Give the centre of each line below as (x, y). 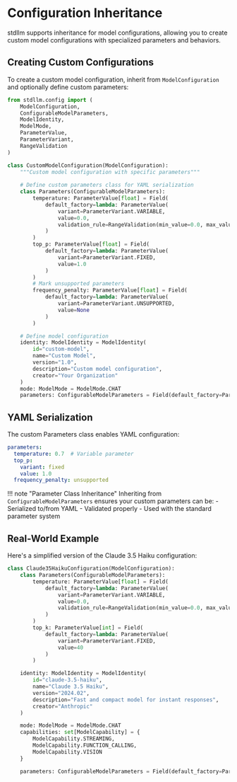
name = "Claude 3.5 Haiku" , (71, 686)
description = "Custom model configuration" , (97, 369)
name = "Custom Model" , (65, 356)
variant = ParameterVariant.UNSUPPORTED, (116, 304)
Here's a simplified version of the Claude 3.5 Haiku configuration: (102, 556)
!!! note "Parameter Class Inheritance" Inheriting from (85, 494)
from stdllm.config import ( (50, 100)
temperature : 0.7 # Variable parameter (74, 454)
